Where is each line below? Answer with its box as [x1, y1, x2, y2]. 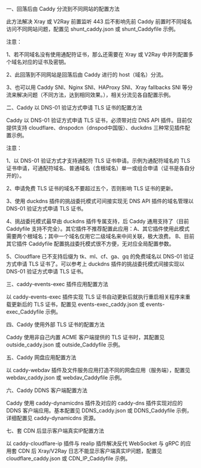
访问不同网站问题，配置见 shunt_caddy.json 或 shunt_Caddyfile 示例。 [6, 26, 179, 32]
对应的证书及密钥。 [22, 59, 69, 65]
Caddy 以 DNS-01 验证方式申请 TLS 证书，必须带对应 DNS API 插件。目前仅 [6, 117, 193, 124]
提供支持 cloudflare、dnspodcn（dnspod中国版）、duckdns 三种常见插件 [6, 124, 185, 131]
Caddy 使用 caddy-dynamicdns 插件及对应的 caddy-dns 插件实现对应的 [6, 400, 183, 406]
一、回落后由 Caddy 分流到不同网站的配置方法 [6, 5, 120, 12]
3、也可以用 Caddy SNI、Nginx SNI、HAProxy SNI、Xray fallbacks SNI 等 [6, 84, 188, 91]
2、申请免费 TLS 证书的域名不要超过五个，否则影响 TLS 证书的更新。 [6, 185, 176, 192]
